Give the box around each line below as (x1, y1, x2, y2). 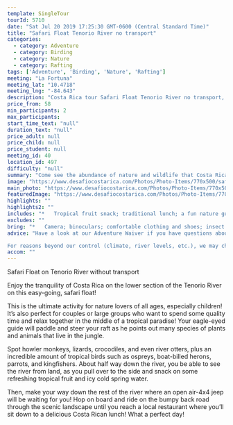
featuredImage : (7, 191, 51, 198)
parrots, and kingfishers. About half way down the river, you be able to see (7, 360, 221, 368)
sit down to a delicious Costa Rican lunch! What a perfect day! (7, 410, 185, 419)
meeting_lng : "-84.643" (7, 87, 76, 94)
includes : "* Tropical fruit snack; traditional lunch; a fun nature (7, 210, 218, 217)
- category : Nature (13, 56, 70, 62)
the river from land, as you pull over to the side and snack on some (7, 367, 198, 376)
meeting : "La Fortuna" (7, 74, 73, 82)
